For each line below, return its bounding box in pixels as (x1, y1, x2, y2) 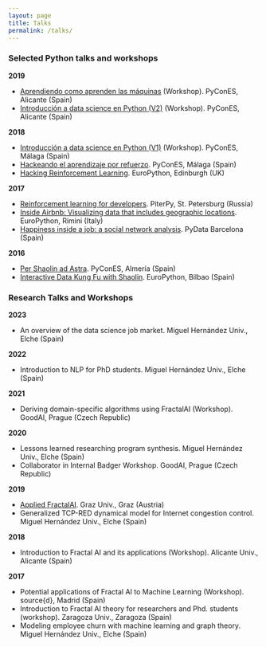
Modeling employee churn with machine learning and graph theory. (19, 621, 241, 630)
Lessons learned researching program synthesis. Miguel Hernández (19, 443, 243, 453)
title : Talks (8, 19, 52, 27)
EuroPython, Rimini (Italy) (19, 216, 104, 225)
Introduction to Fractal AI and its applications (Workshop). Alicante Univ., (19, 547, 259, 557)
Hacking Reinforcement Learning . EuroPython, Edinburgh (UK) (19, 168, 225, 178)
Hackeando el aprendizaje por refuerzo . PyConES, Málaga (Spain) (19, 159, 237, 169)
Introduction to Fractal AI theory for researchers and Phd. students (19, 603, 239, 614)
